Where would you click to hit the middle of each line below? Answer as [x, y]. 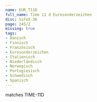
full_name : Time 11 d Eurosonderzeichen [49, 15]
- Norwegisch [19, 66]
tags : [11, 33]
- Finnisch [17, 43]
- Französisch [20, 47]
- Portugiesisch [22, 71]
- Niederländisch [24, 62]
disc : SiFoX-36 [21, 19]
